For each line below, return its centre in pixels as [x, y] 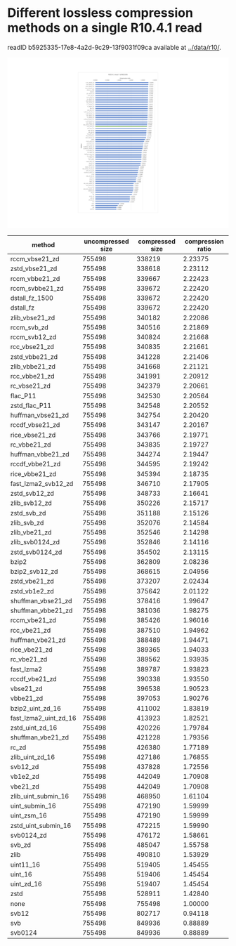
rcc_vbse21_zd [32, 347]
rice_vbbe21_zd [33, 474]
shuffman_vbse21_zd [41, 600]
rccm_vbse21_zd [35, 259]
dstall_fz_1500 [32, 298]
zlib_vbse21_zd [33, 317]
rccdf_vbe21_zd [34, 678]
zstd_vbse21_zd [34, 269]
